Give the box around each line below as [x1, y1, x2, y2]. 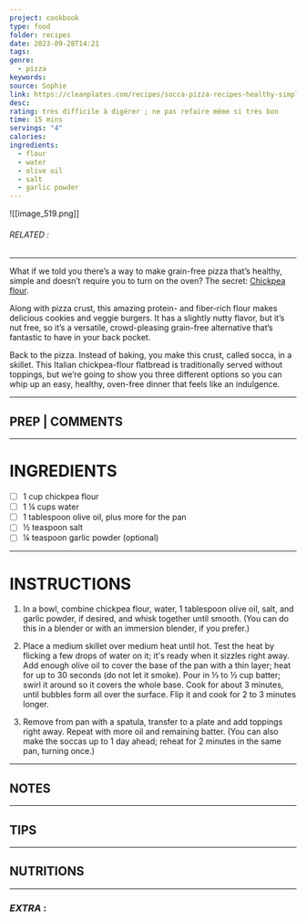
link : [9, 89, 30, 99]
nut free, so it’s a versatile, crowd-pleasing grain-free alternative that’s [9, 322, 273, 333]
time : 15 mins [9, 115, 64, 124]
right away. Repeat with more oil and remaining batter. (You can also [22, 727, 280, 738]
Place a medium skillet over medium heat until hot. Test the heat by [22, 641, 275, 652]
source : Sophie [9, 81, 67, 90]
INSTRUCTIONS [9, 573, 132, 594]
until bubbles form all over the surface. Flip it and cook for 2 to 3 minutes [22, 689, 297, 700]
